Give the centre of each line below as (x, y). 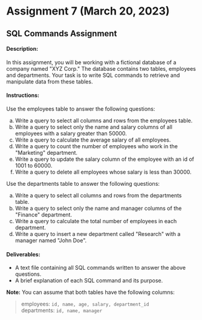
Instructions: (23, 96)
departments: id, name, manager (62, 310)
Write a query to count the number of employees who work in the (96, 146)
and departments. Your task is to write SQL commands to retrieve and (93, 75)
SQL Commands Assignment (62, 34)
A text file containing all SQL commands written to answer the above (100, 268)
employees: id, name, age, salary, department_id (85, 304)
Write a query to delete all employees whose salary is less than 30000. (103, 172)
